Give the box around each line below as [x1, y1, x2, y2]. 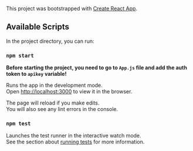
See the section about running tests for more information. [6, 138, 145, 146]
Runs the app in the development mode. [6, 82, 103, 89]
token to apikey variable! [6, 71, 67, 78]
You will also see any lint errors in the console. [6, 106, 118, 113]
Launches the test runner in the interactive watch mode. [6, 132, 142, 139]
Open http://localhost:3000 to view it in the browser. [6, 88, 133, 95]
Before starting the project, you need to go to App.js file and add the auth [6, 64, 188, 71]
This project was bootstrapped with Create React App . [6, 5, 138, 12]
